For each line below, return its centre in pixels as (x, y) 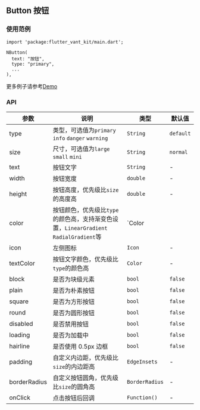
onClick (20, 397)
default (180, 133)
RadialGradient (74, 237)
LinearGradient (86, 228)
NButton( (17, 53)
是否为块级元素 (74, 279)
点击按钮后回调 (74, 397)
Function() (142, 397)
